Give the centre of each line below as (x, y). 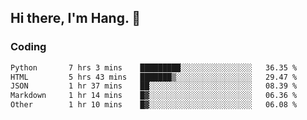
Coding (28, 47)
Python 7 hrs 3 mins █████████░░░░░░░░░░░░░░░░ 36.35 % (154, 67)
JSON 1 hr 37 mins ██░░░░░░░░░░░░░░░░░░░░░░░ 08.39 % (154, 86)
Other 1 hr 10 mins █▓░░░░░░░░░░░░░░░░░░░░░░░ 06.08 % (154, 105)
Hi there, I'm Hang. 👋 (76, 18)
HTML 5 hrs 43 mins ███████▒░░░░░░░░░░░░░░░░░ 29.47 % (154, 77)
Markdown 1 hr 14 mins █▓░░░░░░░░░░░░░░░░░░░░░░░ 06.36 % (154, 96)
